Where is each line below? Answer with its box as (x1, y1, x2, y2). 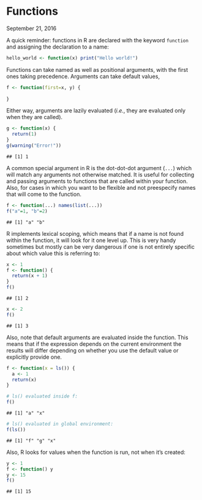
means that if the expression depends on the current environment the (6, 340, 182, 348)
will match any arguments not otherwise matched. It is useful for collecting (6, 171, 195, 178)
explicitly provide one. (6, 353, 62, 361)
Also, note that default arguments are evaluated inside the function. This (6, 334, 189, 341)
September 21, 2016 (6, 25, 57, 32)
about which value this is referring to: (6, 249, 100, 257)
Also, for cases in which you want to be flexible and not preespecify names (6, 184, 196, 191)
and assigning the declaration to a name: (6, 43, 109, 50)
